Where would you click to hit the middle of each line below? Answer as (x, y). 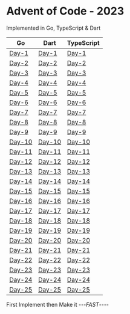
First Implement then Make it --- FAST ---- (58, 304)
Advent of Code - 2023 (65, 11)
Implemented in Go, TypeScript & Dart (54, 28)
